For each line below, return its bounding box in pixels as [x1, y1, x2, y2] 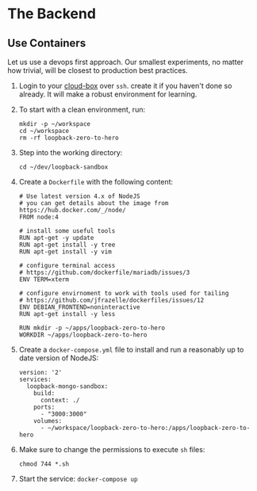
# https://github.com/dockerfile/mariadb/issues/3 [18, 268, 190, 276]
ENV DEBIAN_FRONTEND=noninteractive [18, 303, 140, 311]
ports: [33, 403, 56, 411]
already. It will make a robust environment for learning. [18, 89, 198, 99]
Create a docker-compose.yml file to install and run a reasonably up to [18, 345, 244, 354]
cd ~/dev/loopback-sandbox [18, 163, 109, 171]
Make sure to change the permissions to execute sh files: [18, 445, 205, 454]
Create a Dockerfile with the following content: [18, 177, 174, 186]
